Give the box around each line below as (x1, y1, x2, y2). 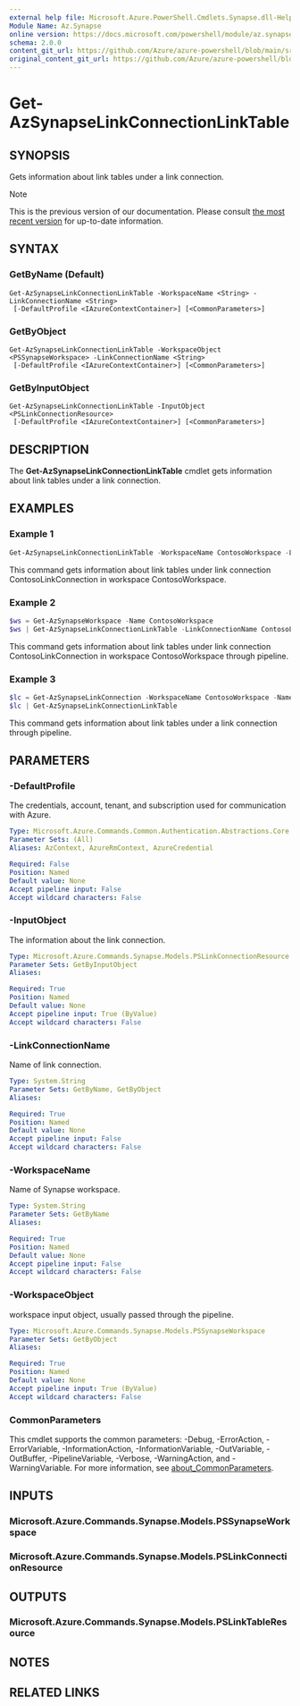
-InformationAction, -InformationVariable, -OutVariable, (62, 1443, 265, 1454)
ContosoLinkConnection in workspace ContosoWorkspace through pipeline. (9, 650, 288, 661)
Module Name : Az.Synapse (9, 21, 102, 30)
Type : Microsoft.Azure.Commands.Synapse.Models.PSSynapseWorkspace (9, 1326, 266, 1336)
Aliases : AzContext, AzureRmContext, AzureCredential (9, 844, 214, 853)
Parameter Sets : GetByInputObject (9, 960, 138, 969)
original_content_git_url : (9, 55, 110, 64)
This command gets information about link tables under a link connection (9, 717, 279, 728)
